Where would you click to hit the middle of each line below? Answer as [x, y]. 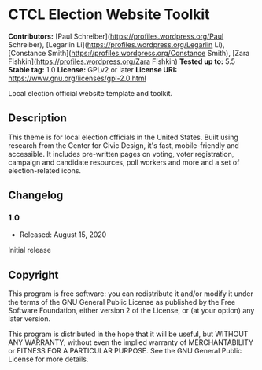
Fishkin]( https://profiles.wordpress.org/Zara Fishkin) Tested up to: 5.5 [122, 61]
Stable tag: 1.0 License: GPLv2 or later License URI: [93, 69]
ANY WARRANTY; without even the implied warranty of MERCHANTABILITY [131, 342]
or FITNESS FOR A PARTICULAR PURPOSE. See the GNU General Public [125, 351]
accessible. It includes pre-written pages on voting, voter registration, [121, 154]
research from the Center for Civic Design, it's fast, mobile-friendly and [124, 145]
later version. [30, 319]
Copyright [33, 274]
